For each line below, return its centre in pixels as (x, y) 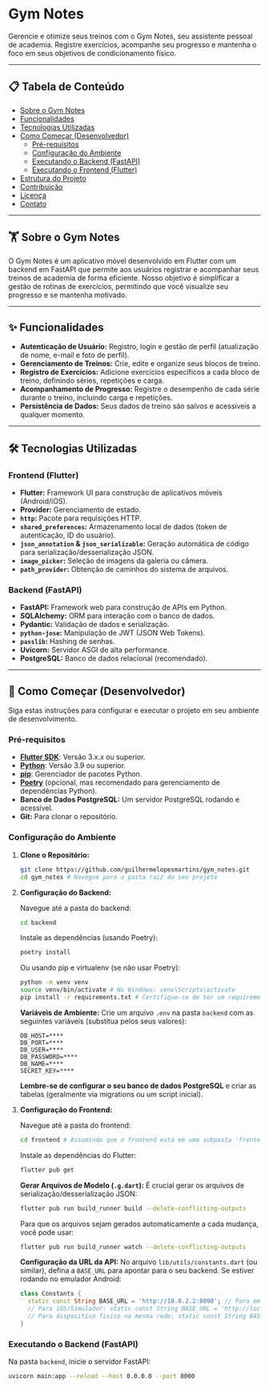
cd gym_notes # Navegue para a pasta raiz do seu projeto (118, 877)
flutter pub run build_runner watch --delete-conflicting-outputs (133, 1247)
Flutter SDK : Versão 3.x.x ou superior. (82, 757)
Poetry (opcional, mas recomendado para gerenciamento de (120, 782)
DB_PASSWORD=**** (49, 1057)
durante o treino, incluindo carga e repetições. (96, 398)
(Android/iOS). (44, 501)
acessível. (36, 808)
